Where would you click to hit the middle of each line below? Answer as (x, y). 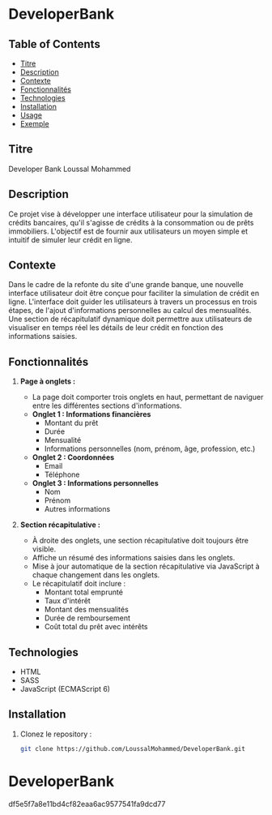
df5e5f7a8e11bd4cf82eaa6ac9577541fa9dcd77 (87, 804)
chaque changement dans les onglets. (96, 575)
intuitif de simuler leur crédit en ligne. (70, 239)
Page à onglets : (47, 381)
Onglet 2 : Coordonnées (73, 457)
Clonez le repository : (56, 734)
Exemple (35, 124)
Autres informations (77, 509)
